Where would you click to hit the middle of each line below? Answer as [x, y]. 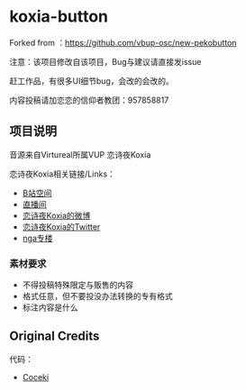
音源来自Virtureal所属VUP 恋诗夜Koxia [80, 154]
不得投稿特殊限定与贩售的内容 [77, 285]
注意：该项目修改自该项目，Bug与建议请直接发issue [105, 61]
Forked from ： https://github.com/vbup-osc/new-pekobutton [123, 42]
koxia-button [59, 17]
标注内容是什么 [50, 307]
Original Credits [55, 336]
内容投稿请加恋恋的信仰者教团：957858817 [89, 100]
